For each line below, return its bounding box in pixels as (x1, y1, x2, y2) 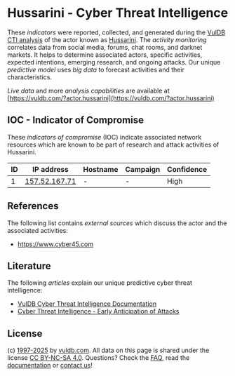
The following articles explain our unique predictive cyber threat (7, 278, 193, 287)
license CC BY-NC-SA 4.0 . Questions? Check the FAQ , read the (7, 354, 190, 362)
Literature (7, 260, 51, 271)
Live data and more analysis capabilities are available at (7, 86, 170, 95)
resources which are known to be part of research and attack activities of (7, 140, 220, 149)
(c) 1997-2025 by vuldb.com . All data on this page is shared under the (7, 346, 210, 355)
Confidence (167, 164, 208, 174)
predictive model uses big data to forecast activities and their (7, 65, 184, 74)
